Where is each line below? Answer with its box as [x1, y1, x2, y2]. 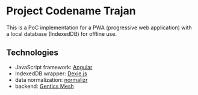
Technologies [6, 48, 59, 58]
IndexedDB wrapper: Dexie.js [14, 70, 87, 77]
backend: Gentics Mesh [14, 82, 74, 90]
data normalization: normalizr [14, 76, 88, 83]
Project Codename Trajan [6, 4, 137, 18]
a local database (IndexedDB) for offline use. [6, 30, 117, 37]
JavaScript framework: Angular [14, 63, 93, 71]
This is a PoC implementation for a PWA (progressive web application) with [6, 24, 193, 31]
